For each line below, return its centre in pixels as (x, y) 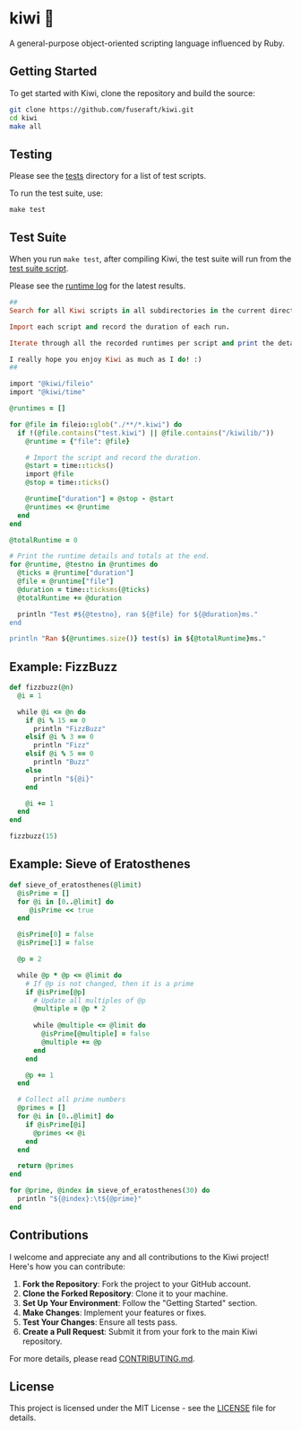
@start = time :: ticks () (70, 466)
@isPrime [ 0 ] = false (56, 935)
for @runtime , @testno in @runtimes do (84, 565)
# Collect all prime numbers (72, 1099)
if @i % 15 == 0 (56, 720)
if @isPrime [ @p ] (56, 992)
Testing (31, 154)
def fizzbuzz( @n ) (42, 688)
